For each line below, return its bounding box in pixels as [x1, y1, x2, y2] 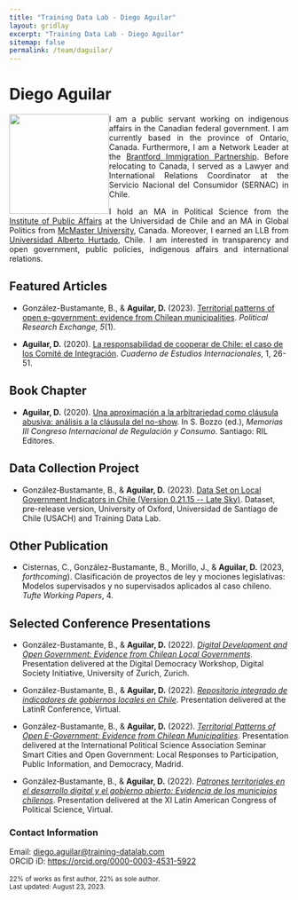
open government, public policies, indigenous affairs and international [9, 244, 289, 255]
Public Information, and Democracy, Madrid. [21, 759, 184, 770]
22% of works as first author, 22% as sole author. [9, 875, 161, 884]
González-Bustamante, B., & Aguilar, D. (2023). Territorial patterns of [21, 303, 275, 313]
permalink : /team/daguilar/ [9, 46, 114, 55]
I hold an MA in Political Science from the [109, 206, 289, 217]
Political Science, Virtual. [21, 804, 114, 815]
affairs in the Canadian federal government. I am [109, 123, 289, 134]
